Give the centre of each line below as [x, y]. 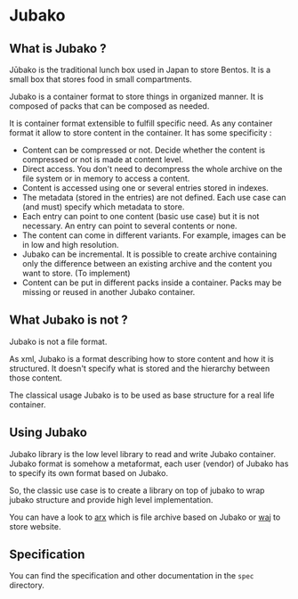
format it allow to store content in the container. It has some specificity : [141, 133]
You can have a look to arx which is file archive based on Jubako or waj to [145, 517]
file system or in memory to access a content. [106, 178]
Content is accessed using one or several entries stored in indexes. [145, 188]
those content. [36, 377]
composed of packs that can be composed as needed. [109, 106]
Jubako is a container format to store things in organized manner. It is [137, 96]
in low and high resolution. [70, 245]
